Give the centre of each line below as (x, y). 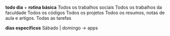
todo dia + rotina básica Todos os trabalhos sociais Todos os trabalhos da (84, 7)
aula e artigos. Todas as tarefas (38, 18)
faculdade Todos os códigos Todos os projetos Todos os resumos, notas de (85, 13)
